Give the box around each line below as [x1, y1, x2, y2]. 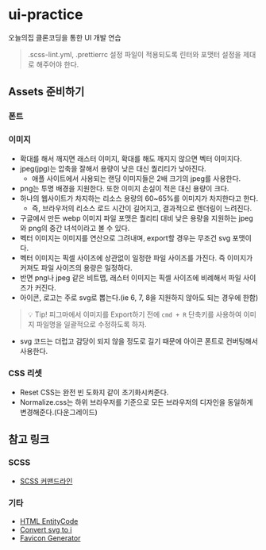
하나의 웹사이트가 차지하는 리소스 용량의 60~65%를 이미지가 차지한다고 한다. [19, 193, 259, 203]
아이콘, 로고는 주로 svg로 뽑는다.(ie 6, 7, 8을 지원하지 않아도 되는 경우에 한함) [19, 292, 259, 302]
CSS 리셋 [8, 367, 42, 379]
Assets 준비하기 [8, 85, 85, 98]
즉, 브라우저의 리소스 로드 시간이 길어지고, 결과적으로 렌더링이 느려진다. [31, 203, 253, 213]
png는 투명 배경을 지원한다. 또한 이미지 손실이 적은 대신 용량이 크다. [19, 183, 229, 193]
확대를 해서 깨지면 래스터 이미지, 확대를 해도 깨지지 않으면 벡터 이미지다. [19, 153, 242, 163]
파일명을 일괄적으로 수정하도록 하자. [36, 319, 147, 329]
